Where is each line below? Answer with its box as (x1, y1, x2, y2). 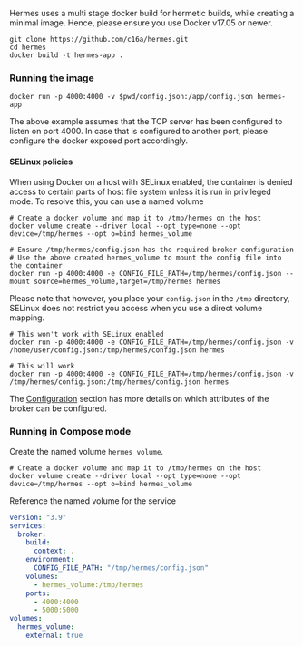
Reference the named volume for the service (9, 495, 177, 506)
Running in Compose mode (9, 426, 132, 438)
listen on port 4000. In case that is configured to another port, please (9, 126, 269, 137)
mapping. (9, 312, 45, 323)
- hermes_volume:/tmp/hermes (33, 580, 144, 589)
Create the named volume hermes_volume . (9, 446, 164, 456)
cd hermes (9, 43, 47, 52)
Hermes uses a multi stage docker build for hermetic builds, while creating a (9, 8, 295, 18)
